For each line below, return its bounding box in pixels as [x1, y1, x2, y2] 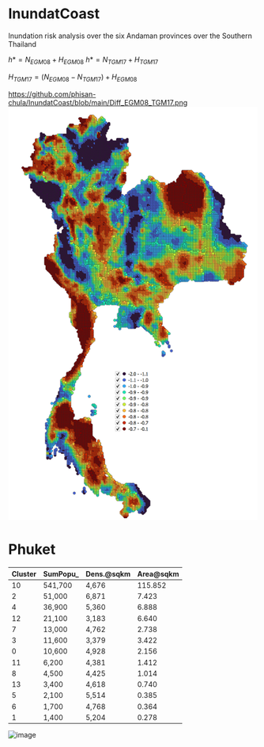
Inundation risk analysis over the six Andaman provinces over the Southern [8, 31, 253, 40]
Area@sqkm [137, 569, 179, 578]
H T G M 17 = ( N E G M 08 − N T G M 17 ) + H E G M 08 [8, 72, 138, 83]
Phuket [8, 540, 56, 558]
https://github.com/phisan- [8, 89, 96, 99]
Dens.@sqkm [85, 569, 131, 578]
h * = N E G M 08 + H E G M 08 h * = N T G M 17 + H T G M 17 [8, 55, 159, 66]
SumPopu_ [43, 569, 79, 578]
